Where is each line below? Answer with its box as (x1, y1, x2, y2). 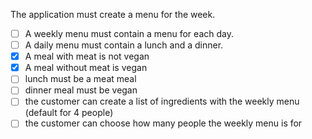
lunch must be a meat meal (24, 73, 137, 85)
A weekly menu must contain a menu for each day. (24, 28, 234, 39)
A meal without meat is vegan (24, 62, 148, 74)
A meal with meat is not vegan (24, 50, 150, 63)
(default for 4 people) (24, 107, 114, 119)
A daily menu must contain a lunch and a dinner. (24, 39, 224, 51)
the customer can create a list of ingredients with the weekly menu (24, 95, 300, 108)
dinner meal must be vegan (24, 84, 138, 96)
